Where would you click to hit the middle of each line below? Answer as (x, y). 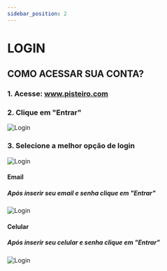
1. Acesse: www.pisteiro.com (58, 94)
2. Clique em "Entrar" (44, 112)
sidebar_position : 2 (37, 14)
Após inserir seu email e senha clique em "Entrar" (81, 193)
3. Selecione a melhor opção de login (71, 146)
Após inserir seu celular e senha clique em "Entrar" (84, 242)
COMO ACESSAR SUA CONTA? (76, 74)
